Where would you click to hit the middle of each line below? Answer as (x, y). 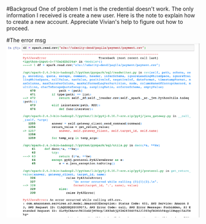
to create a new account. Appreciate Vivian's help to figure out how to (95, 22)
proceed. (18, 28)
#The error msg (26, 40)
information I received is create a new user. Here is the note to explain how (101, 15)
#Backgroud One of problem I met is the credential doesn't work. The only (100, 9)
